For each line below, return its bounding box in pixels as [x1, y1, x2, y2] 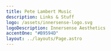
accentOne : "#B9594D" [6, 30, 59, 36]
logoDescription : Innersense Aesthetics [6, 25, 106, 31]
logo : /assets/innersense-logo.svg [6, 19, 93, 25]
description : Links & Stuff [6, 14, 75, 20]
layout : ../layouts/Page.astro [6, 36, 82, 42]
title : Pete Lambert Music [6, 8, 72, 15]
